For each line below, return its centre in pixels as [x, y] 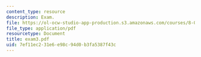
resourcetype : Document [36, 34]
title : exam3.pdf [28, 39]
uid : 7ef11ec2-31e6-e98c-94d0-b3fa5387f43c [61, 45]
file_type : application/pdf [41, 28]
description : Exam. [31, 17]
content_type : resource [36, 12]
